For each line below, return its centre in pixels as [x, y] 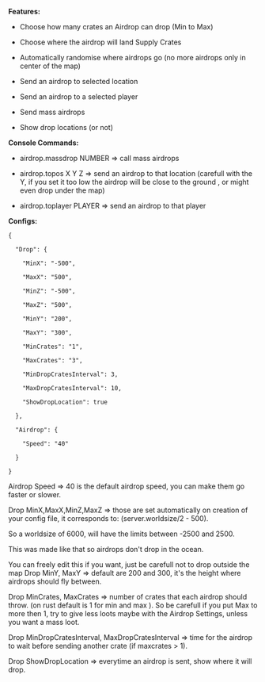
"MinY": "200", [47, 319]
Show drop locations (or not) [66, 127]
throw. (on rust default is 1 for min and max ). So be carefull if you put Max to [133, 605]
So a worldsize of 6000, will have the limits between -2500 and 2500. [121, 534]
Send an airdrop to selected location [79, 81]
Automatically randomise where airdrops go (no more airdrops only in [133, 57]
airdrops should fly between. [55, 581]
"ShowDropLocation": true [65, 402]
